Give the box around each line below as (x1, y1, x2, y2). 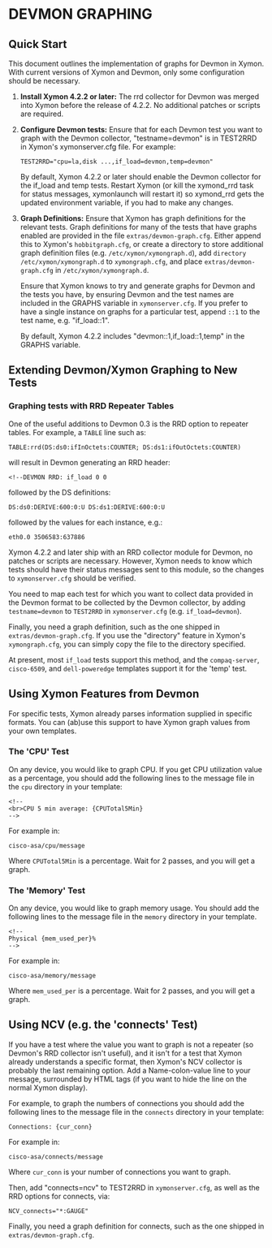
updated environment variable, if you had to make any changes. (19, 198, 234, 207)
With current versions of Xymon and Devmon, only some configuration (8, 67, 245, 77)
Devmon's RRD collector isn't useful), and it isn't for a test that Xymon (8, 1048, 242, 1058)
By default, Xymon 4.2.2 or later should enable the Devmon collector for (19, 172, 261, 181)
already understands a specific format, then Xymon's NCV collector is (8, 1056, 243, 1066)
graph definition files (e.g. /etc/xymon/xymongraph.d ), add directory (19, 248, 247, 257)
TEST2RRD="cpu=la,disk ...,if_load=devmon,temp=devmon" (19, 158, 214, 166)
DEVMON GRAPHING (8, 5, 153, 24)
